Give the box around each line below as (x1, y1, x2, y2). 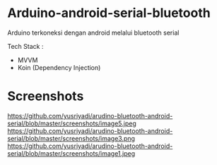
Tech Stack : (7, 42, 44, 50)
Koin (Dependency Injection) (17, 63, 101, 72)
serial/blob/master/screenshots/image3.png (7, 134, 136, 142)
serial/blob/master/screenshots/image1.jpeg (7, 149, 136, 157)
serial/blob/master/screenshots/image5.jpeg (7, 119, 136, 127)
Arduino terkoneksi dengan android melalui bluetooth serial (7, 28, 180, 37)
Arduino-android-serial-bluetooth (7, 5, 211, 21)
